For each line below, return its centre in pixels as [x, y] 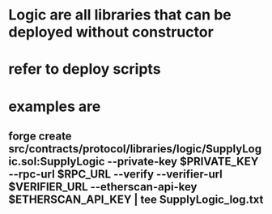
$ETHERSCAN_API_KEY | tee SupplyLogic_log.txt [136, 199]
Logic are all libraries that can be [120, 15]
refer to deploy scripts [85, 69]
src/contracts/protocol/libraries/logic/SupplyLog [135, 149]
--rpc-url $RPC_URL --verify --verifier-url [115, 174]
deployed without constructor [111, 32]
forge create [40, 136]
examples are [55, 106]
